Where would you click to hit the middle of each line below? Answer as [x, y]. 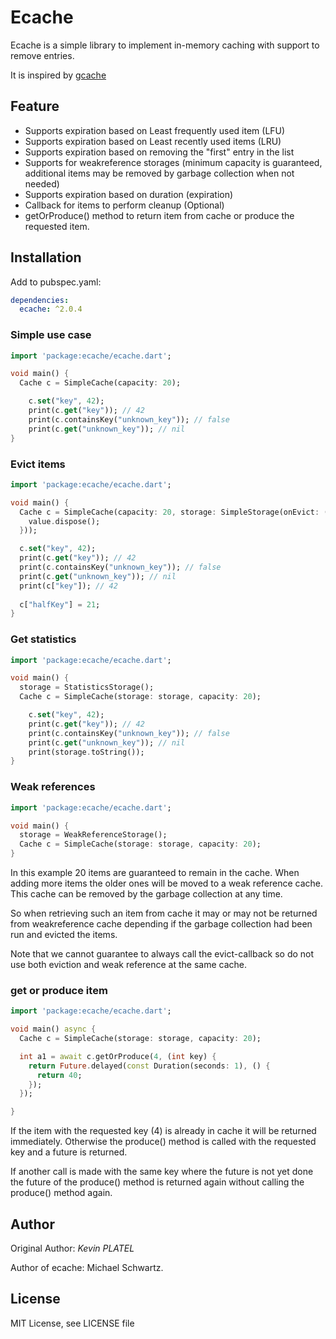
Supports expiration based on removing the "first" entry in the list [159, 152]
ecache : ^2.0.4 [51, 309]
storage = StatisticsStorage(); [87, 687]
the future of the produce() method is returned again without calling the [157, 1182]
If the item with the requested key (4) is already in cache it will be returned [163, 1131]
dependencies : [40, 300]
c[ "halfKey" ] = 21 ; [60, 604]
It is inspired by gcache [58, 75]
